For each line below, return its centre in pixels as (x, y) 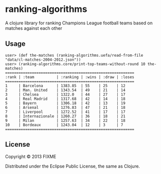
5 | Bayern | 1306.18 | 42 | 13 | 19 (65, 103)
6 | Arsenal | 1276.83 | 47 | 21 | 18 (65, 107)
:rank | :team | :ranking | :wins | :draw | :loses (70, 77)
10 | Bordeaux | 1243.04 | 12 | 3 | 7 (64, 125)
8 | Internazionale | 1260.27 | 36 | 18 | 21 (65, 116)
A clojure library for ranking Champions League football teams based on (79, 23)
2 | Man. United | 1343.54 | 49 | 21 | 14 (65, 90)
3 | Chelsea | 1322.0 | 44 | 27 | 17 (65, 94)
